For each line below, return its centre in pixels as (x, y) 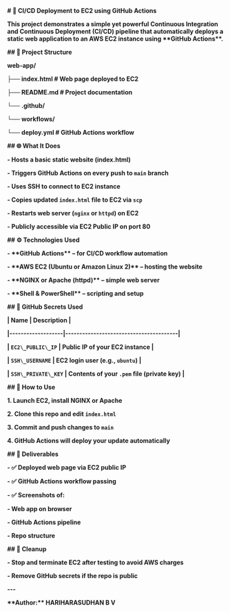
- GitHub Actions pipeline (44, 522)
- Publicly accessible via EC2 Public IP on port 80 (79, 227)
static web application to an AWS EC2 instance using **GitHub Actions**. (115, 39)
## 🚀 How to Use (31, 387)
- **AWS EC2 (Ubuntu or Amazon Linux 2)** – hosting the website (105, 267)
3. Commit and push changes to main (61, 427)
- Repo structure (31, 536)
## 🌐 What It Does (34, 146)
